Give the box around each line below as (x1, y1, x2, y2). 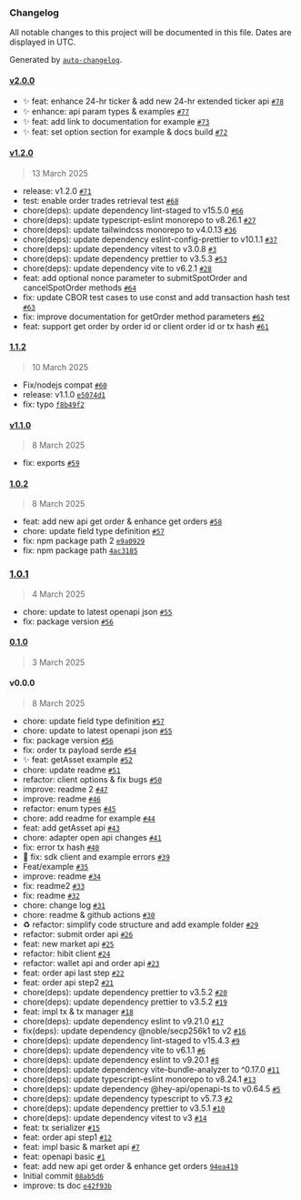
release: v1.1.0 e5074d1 (22, 388, 106, 399)
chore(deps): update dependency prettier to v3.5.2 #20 (22, 987, 227, 998)
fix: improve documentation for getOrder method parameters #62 (22, 311, 266, 322)
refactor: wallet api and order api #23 (22, 958, 160, 969)
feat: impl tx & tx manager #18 (22, 1006, 134, 1017)
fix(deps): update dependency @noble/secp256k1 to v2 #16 (22, 1025, 246, 1036)
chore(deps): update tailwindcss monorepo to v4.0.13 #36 (22, 224, 237, 235)
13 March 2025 (31, 167, 89, 178)
